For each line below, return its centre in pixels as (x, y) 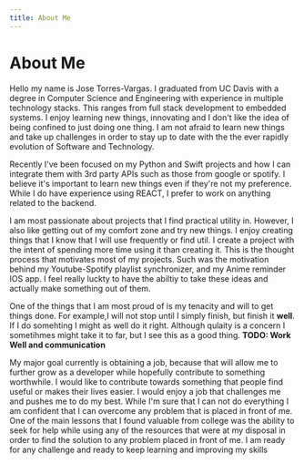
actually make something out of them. (81, 288)
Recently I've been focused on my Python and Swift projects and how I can (150, 164)
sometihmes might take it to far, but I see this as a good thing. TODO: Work (150, 335)
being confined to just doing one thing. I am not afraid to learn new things (147, 127)
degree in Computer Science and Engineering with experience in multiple (147, 98)
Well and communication (58, 345)
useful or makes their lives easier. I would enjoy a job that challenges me (145, 391)
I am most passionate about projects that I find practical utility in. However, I (152, 221)
